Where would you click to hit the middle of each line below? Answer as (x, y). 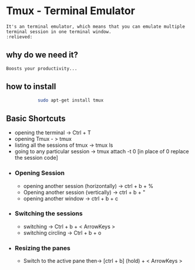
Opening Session (39, 173)
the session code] (36, 158)
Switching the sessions (49, 213)
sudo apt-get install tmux (70, 100)
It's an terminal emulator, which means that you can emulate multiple (95, 27)
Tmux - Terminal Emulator (70, 11)
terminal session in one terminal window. (59, 32)
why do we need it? (42, 55)
